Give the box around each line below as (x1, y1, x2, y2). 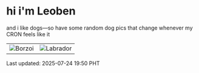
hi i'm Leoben (6, 4, 76, 18)
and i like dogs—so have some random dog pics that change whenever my (6, 24, 193, 31)
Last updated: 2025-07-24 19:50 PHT (6, 59, 100, 67)
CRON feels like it (6, 30, 50, 37)
